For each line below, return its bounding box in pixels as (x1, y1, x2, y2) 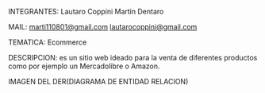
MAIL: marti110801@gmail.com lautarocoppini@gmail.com (8, 22, 198, 31)
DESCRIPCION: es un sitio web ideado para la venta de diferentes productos (8, 53, 258, 62)
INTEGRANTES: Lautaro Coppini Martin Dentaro (8, 7, 164, 16)
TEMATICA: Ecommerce (8, 37, 87, 47)
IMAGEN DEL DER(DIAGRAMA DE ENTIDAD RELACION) (8, 77, 189, 86)
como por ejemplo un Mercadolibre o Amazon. (8, 61, 160, 71)
